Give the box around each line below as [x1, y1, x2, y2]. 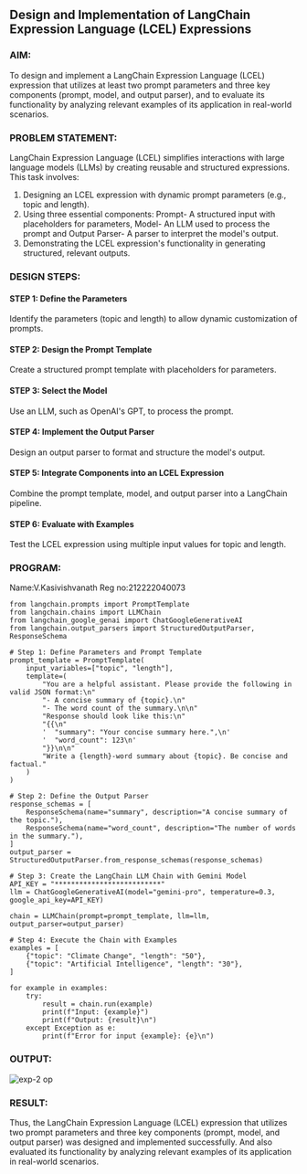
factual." [9, 760, 48, 769]
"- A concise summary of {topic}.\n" [42, 696, 185, 705]
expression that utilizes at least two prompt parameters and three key [9, 79, 271, 90]
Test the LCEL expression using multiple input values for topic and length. [9, 539, 286, 550]
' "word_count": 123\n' [42, 735, 137, 746]
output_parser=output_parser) [9, 920, 125, 929]
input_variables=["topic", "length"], [26, 664, 174, 673]
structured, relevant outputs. [22, 247, 131, 259]
